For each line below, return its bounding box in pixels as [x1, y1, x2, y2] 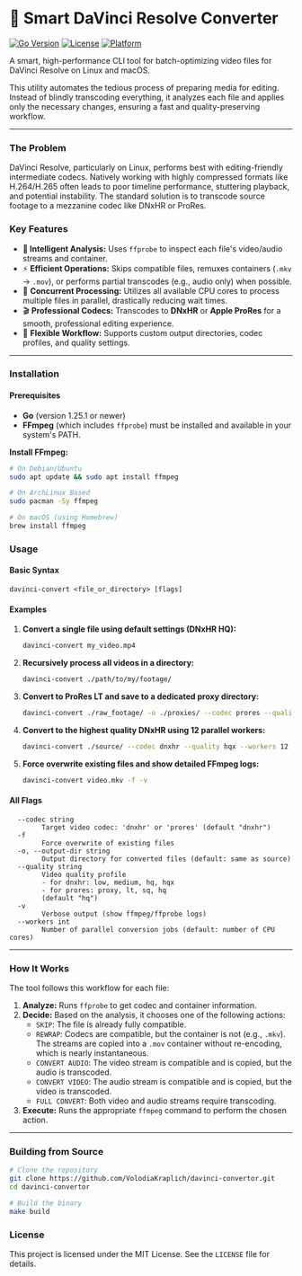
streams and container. [22, 253, 108, 263]
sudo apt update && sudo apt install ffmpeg [9, 472, 179, 482]
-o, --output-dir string [17, 846, 111, 855]
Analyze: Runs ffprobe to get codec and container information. [22, 1000, 258, 1011]
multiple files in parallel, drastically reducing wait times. [22, 295, 228, 306]
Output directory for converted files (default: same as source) [41, 854, 292, 864]
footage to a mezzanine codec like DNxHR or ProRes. [9, 200, 207, 211]
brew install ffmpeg [9, 521, 87, 531]
